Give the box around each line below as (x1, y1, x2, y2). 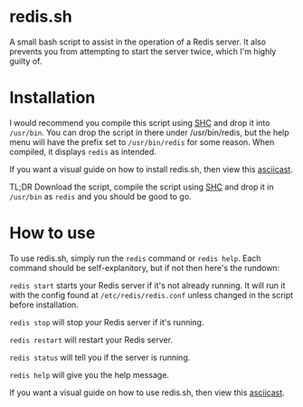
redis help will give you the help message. (9, 369, 170, 380)
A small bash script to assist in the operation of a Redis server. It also (9, 36, 267, 47)
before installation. (9, 299, 79, 310)
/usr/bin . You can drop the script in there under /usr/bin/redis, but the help (9, 127, 289, 138)
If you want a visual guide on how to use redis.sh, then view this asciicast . (9, 387, 285, 398)
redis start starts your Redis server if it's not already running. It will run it (9, 279, 286, 291)
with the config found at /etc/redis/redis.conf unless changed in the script (9, 289, 294, 300)
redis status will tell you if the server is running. (9, 352, 191, 363)
